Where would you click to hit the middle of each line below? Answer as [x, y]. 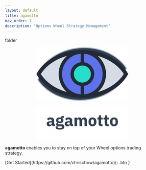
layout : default [22, 10]
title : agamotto [22, 15]
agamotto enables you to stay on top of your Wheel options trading [73, 148]
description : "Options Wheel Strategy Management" [58, 26]
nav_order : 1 [18, 21]
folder [11, 40]
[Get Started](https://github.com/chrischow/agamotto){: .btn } [68, 163]
